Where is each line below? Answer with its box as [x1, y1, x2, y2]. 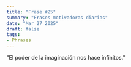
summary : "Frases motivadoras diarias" [6, 15, 108, 21]
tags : [6, 32, 20, 38]
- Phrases [6, 37, 32, 43]
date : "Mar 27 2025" [6, 20, 59, 26]
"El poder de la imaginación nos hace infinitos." [6, 54, 125, 61]
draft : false [6, 26, 40, 32]
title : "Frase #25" [6, 9, 56, 15]
